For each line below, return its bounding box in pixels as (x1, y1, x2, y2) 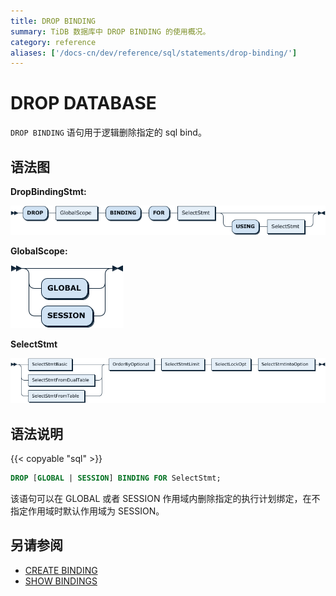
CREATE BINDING (24, 564, 98, 576)
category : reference (10, 37, 97, 47)
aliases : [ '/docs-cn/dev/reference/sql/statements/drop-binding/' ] (10, 48, 298, 58)
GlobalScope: (10, 245, 68, 257)
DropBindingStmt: (10, 186, 87, 197)
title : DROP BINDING (10, 16, 97, 26)
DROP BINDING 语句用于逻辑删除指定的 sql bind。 (10, 126, 207, 139)
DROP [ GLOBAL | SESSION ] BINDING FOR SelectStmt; (10, 473, 222, 484)
